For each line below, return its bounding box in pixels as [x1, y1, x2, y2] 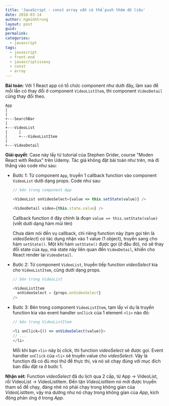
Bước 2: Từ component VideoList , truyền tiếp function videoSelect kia [12, 261, 158, 267]
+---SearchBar [5, 116, 35, 121]
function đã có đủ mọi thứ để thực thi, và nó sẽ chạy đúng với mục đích [12, 358, 161, 364]
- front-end [10, 54, 35, 60]
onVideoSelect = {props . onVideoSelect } [17, 291, 101, 296]
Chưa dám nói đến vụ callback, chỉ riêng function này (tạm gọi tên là [12, 230, 155, 236]
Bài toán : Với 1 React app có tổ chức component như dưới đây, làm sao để [5, 83, 159, 89]
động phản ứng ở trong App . [5, 394, 65, 400]
